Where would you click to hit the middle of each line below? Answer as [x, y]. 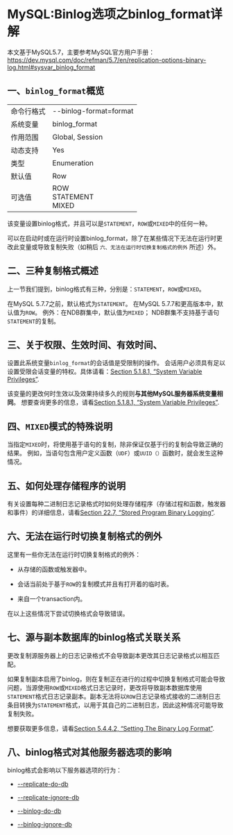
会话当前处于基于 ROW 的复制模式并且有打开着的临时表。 [95, 584]
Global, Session [78, 137]
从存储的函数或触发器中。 [54, 569]
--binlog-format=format [93, 110]
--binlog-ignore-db [45, 825]
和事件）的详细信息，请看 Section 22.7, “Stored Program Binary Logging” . [111, 512]
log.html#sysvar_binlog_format [51, 67]
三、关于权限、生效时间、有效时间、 [85, 345]
